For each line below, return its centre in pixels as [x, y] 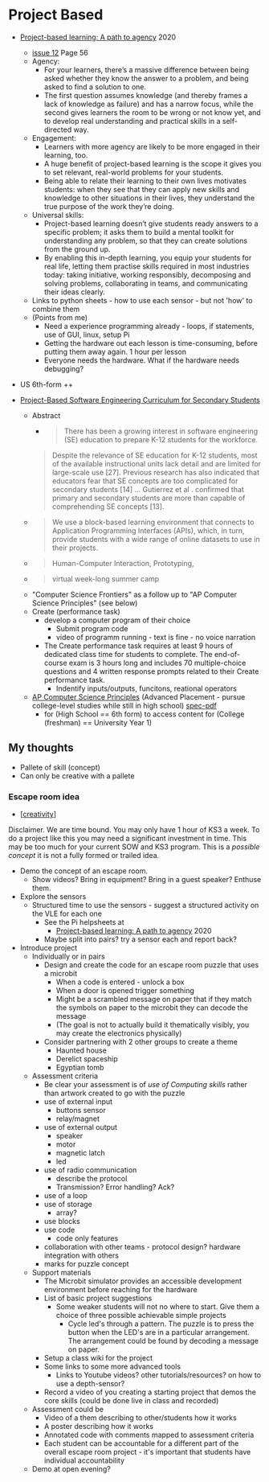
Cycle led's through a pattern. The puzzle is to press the [161, 1324]
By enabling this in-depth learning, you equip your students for [148, 257]
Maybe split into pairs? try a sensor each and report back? [140, 939]
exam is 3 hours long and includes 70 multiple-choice [157, 663]
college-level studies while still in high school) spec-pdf [124, 705]
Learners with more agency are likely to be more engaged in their [152, 146]
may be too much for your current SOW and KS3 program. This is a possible [134, 847]
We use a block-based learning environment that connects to [153, 522]
